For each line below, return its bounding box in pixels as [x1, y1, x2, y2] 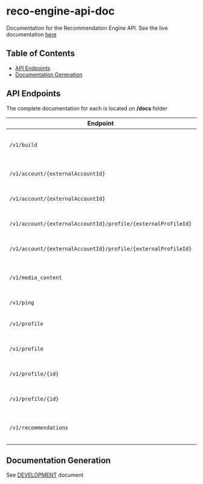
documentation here [6, 30, 57, 38]
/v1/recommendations [9, 424, 68, 431]
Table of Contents [6, 49, 76, 59]
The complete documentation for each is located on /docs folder [6, 104, 168, 112]
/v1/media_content [9, 274, 62, 281]
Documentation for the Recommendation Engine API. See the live [6, 24, 168, 32]
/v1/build [9, 141, 37, 148]
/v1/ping [9, 299, 34, 306]
